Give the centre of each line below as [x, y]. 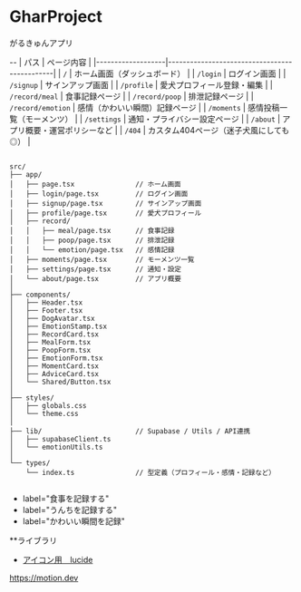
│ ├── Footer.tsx [46, 310]
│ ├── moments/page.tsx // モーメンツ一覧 [102, 259]
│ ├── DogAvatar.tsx [52, 318]
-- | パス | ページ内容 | [51, 62]
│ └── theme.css [44, 413]
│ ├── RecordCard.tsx [54, 334]
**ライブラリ [34, 540]
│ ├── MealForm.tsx [50, 342]
